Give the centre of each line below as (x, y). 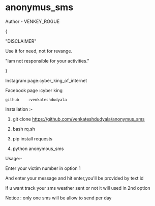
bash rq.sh (24, 129)
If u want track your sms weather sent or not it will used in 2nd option (78, 188)
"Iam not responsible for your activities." (48, 61)
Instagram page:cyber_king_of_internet (46, 80)
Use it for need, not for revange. (39, 51)
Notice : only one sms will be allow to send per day (58, 198)
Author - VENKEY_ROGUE (33, 21)
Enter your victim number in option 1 (43, 168)
